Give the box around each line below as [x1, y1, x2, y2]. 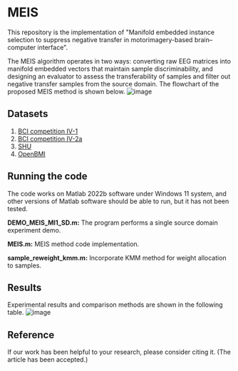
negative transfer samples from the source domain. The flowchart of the [7, 79, 219, 88]
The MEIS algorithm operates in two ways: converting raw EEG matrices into [7, 56, 232, 65]
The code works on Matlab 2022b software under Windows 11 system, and [7, 189, 227, 198]
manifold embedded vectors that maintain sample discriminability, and [7, 64, 214, 73]
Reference [7, 329, 55, 341]
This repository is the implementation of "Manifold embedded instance [7, 28, 215, 36]
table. [7, 308, 24, 317]
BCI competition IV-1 [17, 126, 78, 136]
